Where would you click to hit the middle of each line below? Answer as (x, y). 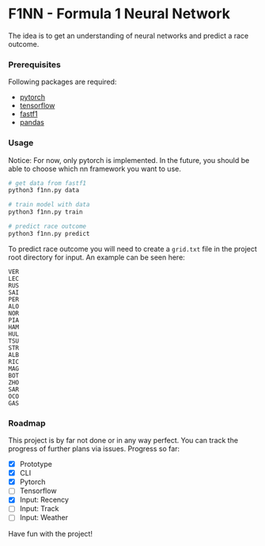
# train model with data (49, 205)
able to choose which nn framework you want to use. (95, 169)
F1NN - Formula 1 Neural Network (119, 14)
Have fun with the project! (51, 533)
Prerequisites (34, 64)
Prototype (36, 464)
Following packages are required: (62, 82)
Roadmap (27, 423)
